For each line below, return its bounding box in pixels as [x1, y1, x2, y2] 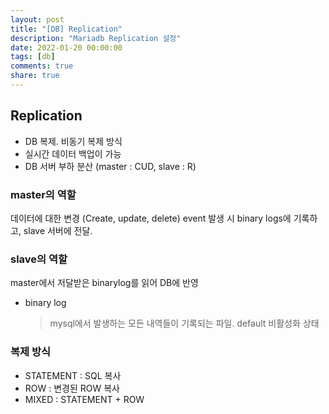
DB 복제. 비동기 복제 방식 [24, 135, 123, 147]
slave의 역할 [10, 252, 68, 266]
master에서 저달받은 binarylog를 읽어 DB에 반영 [10, 277, 199, 289]
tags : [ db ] [10, 52, 56, 62]
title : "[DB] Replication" [10, 24, 123, 34]
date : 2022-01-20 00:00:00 [10, 42, 123, 53]
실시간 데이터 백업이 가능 [24, 147, 122, 160]
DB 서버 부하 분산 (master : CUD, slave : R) [24, 160, 197, 172]
